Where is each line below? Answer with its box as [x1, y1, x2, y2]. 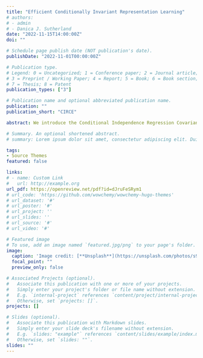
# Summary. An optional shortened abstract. [6, 130, 120, 136]
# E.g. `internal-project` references [6, 292, 110, 298]
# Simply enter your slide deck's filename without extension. [6, 325, 174, 331]
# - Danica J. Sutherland [6, 25, 71, 32]
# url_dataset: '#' [6, 197, 56, 203]
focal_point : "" [11, 259, 53, 265]
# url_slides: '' [6, 214, 50, 220]
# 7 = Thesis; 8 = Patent [6, 81, 71, 88]
